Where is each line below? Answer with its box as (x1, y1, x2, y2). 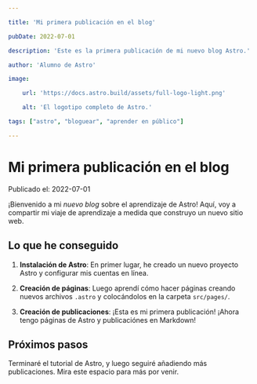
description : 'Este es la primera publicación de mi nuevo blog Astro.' (8, 46, 251, 55)
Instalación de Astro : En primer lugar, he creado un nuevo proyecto (19, 260, 239, 269)
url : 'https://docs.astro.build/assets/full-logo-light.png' (22, 90, 226, 97)
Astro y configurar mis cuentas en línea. (19, 268, 149, 277)
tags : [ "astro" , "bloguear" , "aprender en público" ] (8, 118, 184, 126)
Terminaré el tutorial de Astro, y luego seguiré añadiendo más (8, 359, 208, 368)
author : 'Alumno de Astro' (8, 60, 96, 69)
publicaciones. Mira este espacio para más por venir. (8, 367, 179, 377)
